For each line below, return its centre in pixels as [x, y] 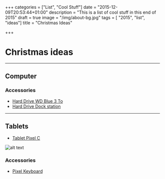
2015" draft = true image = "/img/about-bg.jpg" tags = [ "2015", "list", [75, 17]
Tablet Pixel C [26, 138]
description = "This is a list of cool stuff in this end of [102, 12]
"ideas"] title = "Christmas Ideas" [39, 23]
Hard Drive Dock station [36, 106]
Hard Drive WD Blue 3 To [37, 101]
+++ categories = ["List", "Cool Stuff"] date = [51, 7]
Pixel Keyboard [27, 171]
